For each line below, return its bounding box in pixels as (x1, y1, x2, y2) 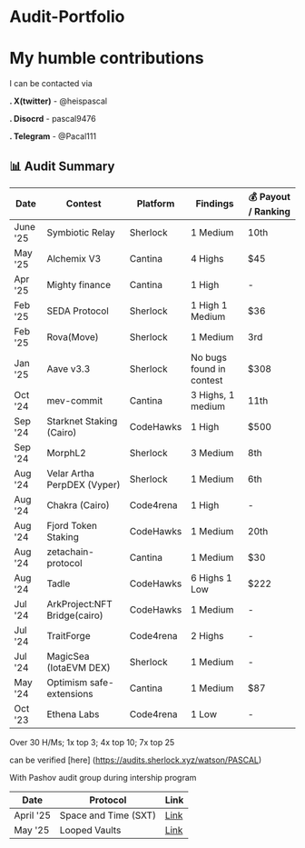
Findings (195, 197, 234, 210)
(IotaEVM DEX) (46, 661, 111, 673)
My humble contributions (9, 48, 204, 69)
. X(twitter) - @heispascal (9, 95, 107, 106)
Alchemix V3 (46, 252, 102, 264)
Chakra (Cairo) (46, 498, 111, 511)
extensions (46, 687, 93, 700)
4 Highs (190, 252, 224, 264)
